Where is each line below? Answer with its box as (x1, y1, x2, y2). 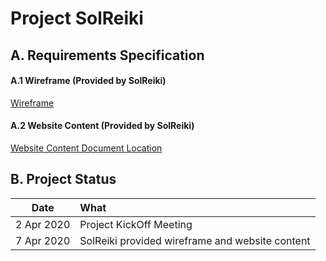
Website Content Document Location (10, 142, 163, 154)
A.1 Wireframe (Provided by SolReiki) (10, 75, 167, 87)
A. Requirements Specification (10, 47, 205, 64)
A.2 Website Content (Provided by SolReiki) (10, 120, 195, 132)
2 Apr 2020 (15, 217, 71, 231)
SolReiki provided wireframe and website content (79, 233, 311, 247)
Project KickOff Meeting (79, 217, 193, 231)
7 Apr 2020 (15, 233, 71, 247)
